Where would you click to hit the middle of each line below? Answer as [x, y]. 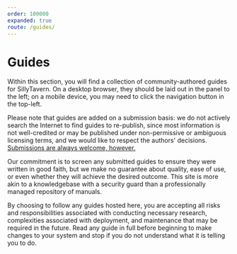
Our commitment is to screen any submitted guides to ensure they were [112, 162]
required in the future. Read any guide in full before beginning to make [110, 228]
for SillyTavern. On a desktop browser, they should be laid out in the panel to [118, 89]
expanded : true [30, 21]
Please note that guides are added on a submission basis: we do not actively [119, 118]
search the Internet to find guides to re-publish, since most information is [114, 125]
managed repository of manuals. [55, 192]
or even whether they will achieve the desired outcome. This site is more [113, 177]
